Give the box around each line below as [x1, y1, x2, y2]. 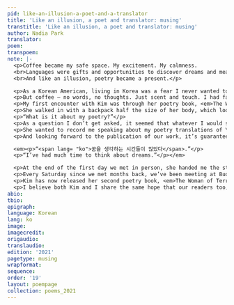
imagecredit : [7, 229, 45, 236]
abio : [7, 190, 23, 197]
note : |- [7, 56, 33, 63]
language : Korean [7, 210, 58, 217]
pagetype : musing [7, 255, 58, 262]
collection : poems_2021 [7, 287, 77, 295]
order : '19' [7, 274, 42, 282]
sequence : [7, 268, 36, 275]
